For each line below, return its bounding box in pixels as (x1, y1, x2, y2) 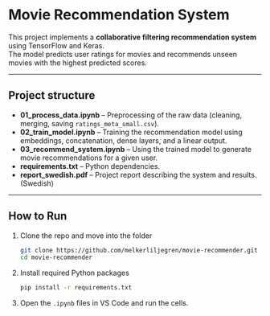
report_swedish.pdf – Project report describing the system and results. (19, 170, 257, 179)
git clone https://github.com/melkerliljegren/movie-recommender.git (19, 246, 259, 254)
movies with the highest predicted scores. (8, 58, 147, 68)
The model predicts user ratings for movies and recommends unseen (8, 49, 238, 59)
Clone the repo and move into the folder (19, 231, 153, 240)
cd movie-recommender (19, 253, 92, 262)
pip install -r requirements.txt (19, 284, 133, 292)
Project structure (8, 88, 96, 102)
